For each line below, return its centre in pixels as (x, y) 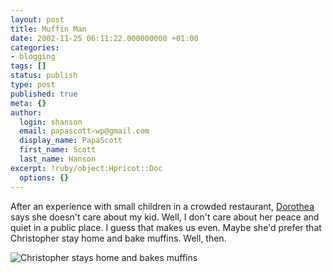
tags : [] (28, 66)
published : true (44, 94)
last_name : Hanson (58, 159)
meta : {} (28, 103)
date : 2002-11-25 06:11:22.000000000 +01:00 (104, 38)
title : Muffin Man (48, 29)
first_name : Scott (58, 150)
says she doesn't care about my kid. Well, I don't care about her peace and (165, 217)
